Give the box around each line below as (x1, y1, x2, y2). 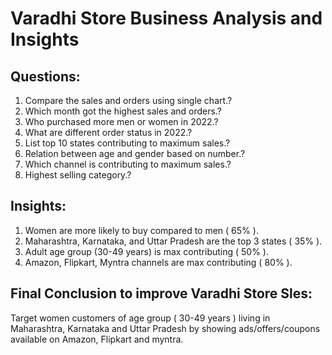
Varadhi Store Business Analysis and (10, 7, 323, 30)
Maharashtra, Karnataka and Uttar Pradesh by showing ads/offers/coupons (10, 322, 321, 334)
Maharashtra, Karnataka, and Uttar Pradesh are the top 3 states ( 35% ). (24, 235, 323, 247)
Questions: (10, 68, 81, 85)
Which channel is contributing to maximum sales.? (24, 158, 232, 170)
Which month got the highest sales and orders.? (24, 105, 222, 117)
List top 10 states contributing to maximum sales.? (24, 137, 231, 149)
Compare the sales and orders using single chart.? (24, 95, 233, 106)
